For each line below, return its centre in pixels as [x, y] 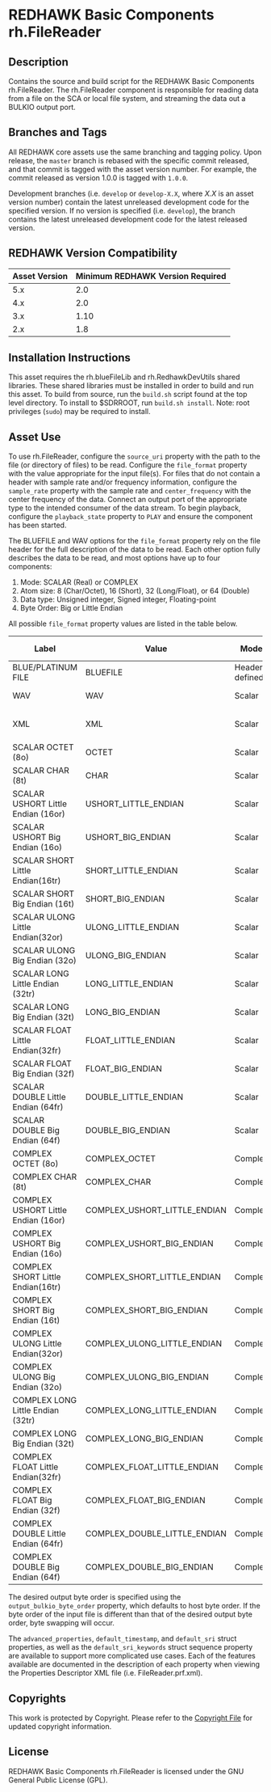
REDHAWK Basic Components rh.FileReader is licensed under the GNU [126, 1771]
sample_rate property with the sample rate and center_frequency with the [130, 491]
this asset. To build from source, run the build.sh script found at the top [128, 395]
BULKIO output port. [42, 107]
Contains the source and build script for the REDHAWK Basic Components [132, 81]
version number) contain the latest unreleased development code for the [129, 202]
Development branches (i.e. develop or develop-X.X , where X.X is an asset [131, 193]
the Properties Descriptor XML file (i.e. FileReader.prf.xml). [106, 1673]
